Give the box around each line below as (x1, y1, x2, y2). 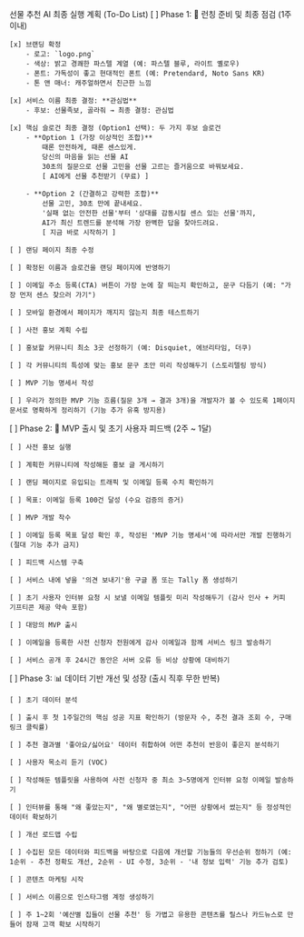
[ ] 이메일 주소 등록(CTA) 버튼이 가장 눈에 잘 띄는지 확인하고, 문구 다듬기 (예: (9, 281, 277, 290)
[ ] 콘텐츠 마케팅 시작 (9, 875, 84, 884)
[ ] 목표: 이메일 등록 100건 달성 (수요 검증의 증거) (9, 495, 184, 504)
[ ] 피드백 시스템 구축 (9, 558, 84, 567)
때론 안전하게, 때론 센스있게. (42, 143, 138, 152)
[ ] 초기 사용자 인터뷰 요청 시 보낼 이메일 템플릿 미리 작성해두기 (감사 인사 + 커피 (9, 593, 286, 603)
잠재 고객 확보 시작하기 (25, 920, 101, 929)
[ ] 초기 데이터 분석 (9, 695, 78, 704)
